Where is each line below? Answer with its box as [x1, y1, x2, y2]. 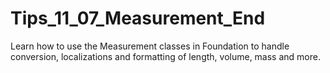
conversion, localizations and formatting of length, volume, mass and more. [10, 50, 321, 62]
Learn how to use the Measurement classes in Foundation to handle [10, 40, 290, 52]
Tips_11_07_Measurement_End [10, 7, 266, 30]
